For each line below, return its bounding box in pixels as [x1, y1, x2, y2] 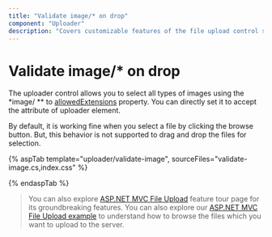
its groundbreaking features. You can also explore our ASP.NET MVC [28, 203, 258, 213]
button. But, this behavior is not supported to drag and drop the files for [8, 130, 247, 140]
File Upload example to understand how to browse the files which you [28, 211, 261, 221]
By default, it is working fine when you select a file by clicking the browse [8, 121, 253, 131]
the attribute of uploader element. [8, 106, 121, 116]
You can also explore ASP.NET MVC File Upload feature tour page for [28, 194, 260, 204]
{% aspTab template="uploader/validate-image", [8, 154, 170, 164]
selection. [8, 138, 41, 148]
